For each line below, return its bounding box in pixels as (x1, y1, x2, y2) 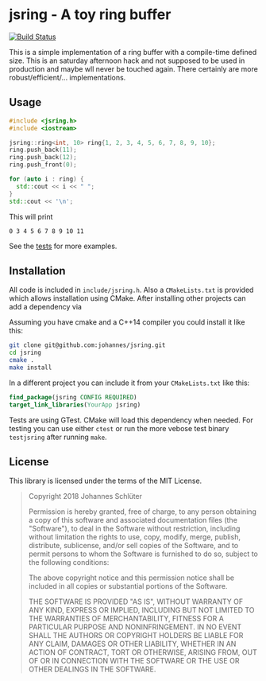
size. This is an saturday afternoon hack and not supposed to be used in (9, 56, 245, 65)
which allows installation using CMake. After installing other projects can (9, 294, 246, 303)
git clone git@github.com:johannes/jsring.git (9, 341, 166, 349)
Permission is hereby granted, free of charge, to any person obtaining (28, 507, 257, 516)
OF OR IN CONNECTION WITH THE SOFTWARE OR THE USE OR (28, 656, 240, 666)
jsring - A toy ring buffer (9, 6, 172, 24)
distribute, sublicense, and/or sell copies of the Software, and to (28, 541, 239, 551)
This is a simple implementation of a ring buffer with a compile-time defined (9, 47, 257, 56)
